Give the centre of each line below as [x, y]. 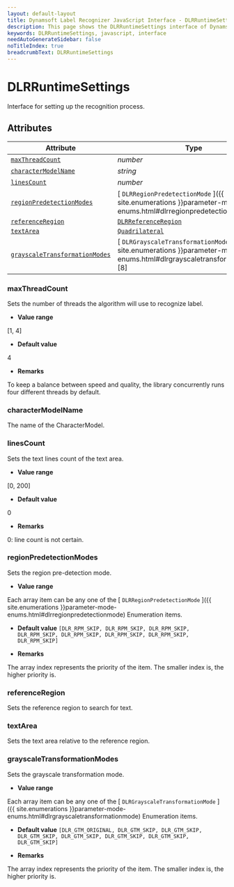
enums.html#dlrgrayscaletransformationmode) [74, 816]
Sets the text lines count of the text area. [65, 458]
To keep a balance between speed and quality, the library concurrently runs [116, 385]
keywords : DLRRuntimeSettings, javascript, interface [87, 33]
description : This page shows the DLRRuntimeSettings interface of [107, 26]
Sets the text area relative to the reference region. [79, 741]
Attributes [30, 129]
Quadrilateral [141, 231]
